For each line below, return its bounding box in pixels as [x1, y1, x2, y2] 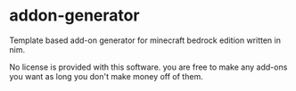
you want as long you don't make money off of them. [9, 70, 203, 81]
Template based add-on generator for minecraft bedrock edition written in [9, 35, 281, 45]
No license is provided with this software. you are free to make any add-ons [9, 62, 288, 72]
